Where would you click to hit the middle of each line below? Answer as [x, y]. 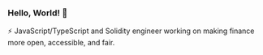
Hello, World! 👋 [38, 13]
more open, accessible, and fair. [61, 43]
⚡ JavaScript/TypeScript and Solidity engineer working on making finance [131, 31]
